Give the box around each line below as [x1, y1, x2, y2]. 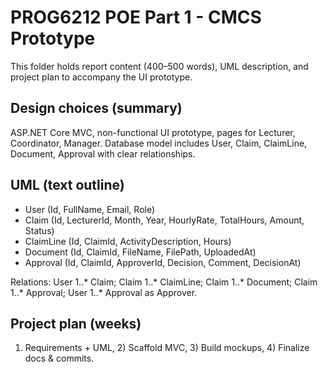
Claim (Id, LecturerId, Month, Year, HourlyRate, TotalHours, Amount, [24, 214, 305, 226]
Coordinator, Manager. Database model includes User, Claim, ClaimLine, [10, 137, 308, 149]
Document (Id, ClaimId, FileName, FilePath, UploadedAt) [24, 246, 257, 258]
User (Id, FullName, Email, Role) [24, 203, 156, 215]
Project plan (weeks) [10, 315, 142, 332]
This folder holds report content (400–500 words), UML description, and [10, 60, 309, 72]
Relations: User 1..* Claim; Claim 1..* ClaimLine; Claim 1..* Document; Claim [10, 276, 318, 288]
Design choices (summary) [10, 100, 183, 117]
